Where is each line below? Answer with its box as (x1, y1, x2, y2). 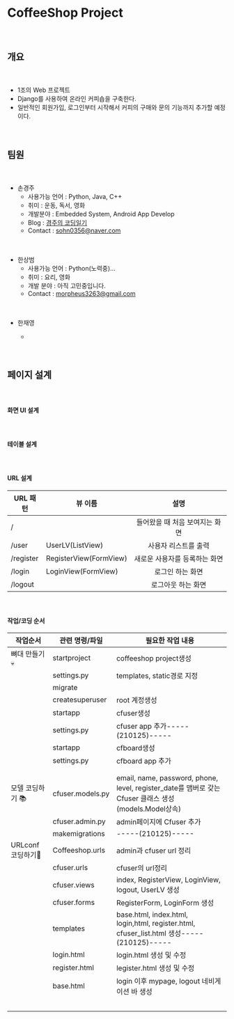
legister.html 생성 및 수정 (116, 963, 195, 973)
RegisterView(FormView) (45, 553, 127, 563)
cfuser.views (52, 880, 95, 890)
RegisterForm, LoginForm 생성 (116, 898, 214, 908)
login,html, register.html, (116, 919, 196, 929)
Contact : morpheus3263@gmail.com (27, 289, 136, 297)
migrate (52, 683, 78, 693)
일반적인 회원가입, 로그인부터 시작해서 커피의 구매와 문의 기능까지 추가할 (17, 103, 213, 111)
